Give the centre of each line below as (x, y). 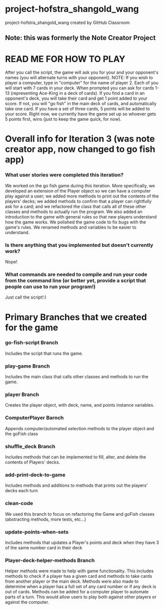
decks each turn (22, 491)
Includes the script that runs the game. (44, 353)
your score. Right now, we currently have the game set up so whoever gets (81, 114)
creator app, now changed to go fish (80, 149)
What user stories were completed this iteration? (64, 175)
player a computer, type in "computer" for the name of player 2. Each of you (82, 83)
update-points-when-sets (37, 532)
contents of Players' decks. (33, 462)
